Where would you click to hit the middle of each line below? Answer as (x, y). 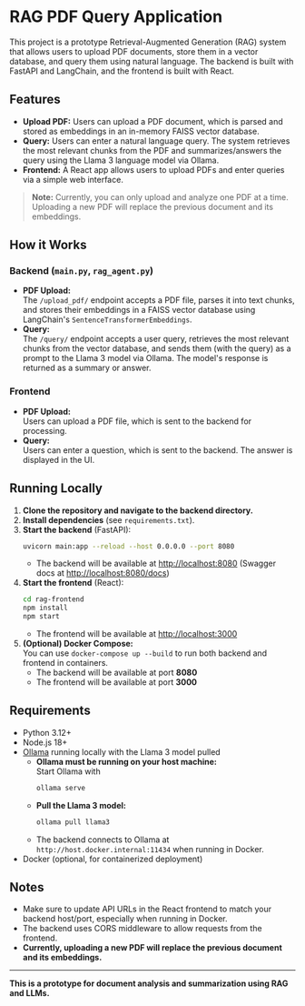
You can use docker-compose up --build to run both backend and (145, 653)
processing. (45, 430)
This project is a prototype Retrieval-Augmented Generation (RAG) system (148, 42)
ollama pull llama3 (73, 822)
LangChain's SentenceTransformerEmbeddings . (107, 319)
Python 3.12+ (47, 732)
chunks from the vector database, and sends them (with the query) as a (157, 348)
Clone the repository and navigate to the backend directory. (138, 510)
